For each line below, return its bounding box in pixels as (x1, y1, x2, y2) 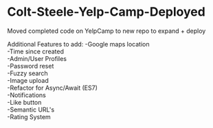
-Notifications (7, 90, 46, 99)
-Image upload (7, 76, 49, 84)
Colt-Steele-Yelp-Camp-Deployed (7, 4, 206, 20)
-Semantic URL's (7, 105, 55, 114)
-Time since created (7, 47, 64, 55)
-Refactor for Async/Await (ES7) (7, 84, 98, 92)
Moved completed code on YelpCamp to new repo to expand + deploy (7, 27, 206, 35)
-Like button (7, 98, 42, 106)
